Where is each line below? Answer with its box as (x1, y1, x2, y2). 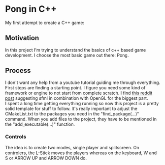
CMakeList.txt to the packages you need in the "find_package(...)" (5, 110, 139, 116)
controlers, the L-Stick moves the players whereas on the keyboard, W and (5, 150, 157, 156)
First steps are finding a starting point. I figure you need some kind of (5, 84, 146, 90)
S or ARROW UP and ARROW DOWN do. (5, 155, 87, 161)
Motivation (5, 34, 39, 42)
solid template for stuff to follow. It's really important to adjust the (5, 106, 138, 111)
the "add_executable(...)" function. (5, 121, 75, 127)
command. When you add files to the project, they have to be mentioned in (5, 116, 157, 122)
